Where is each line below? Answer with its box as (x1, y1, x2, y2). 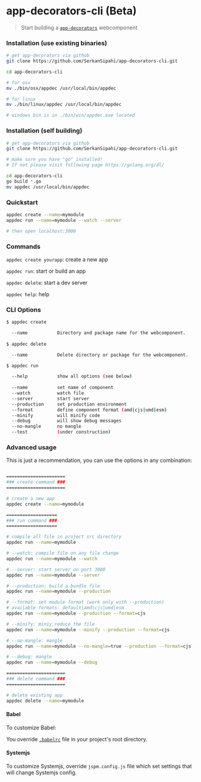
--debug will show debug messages (11, 418, 121, 424)
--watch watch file (11, 390, 84, 396)
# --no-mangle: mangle (6, 637, 63, 644)
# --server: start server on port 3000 (6, 567, 106, 573)
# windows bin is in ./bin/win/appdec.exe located (6, 112, 135, 118)
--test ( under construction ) (11, 429, 111, 435)
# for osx (6, 80, 31, 86)
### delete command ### (6, 676, 66, 682)
